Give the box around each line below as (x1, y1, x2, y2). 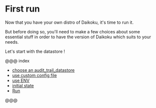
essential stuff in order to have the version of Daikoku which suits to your (5, 34, 152, 40)
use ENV (12, 77, 30, 83)
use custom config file (12, 72, 57, 78)
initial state (12, 82, 34, 88)
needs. (5, 39, 19, 45)
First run (5, 3, 40, 15)
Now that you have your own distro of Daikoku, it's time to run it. (5, 19, 134, 25)
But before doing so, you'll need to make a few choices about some (5, 29, 140, 34)
